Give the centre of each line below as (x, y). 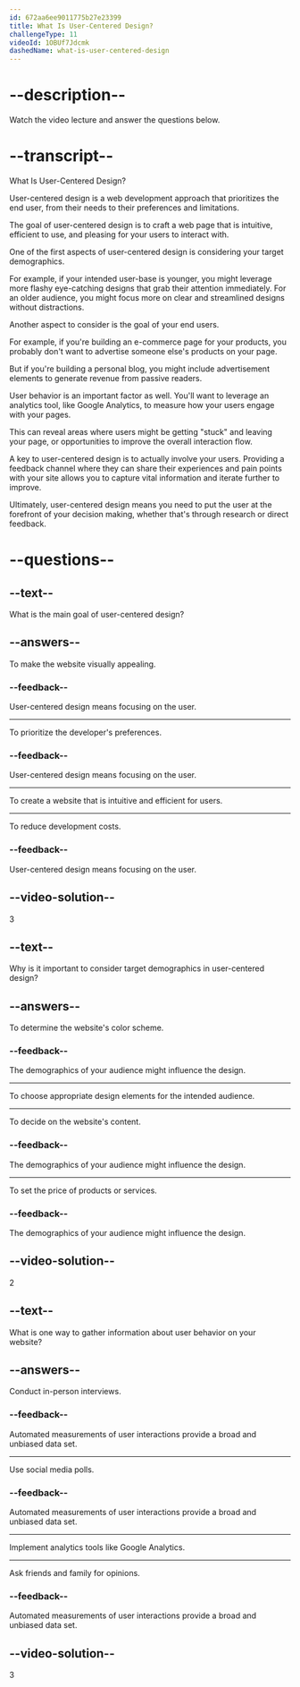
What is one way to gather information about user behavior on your (133, 1332)
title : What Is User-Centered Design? (81, 26)
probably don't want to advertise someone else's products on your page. (143, 351)
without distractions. (47, 307)
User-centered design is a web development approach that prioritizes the (144, 198)
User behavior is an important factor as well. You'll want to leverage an (139, 396)
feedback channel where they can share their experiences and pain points (146, 468)
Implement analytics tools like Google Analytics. (97, 1547)
